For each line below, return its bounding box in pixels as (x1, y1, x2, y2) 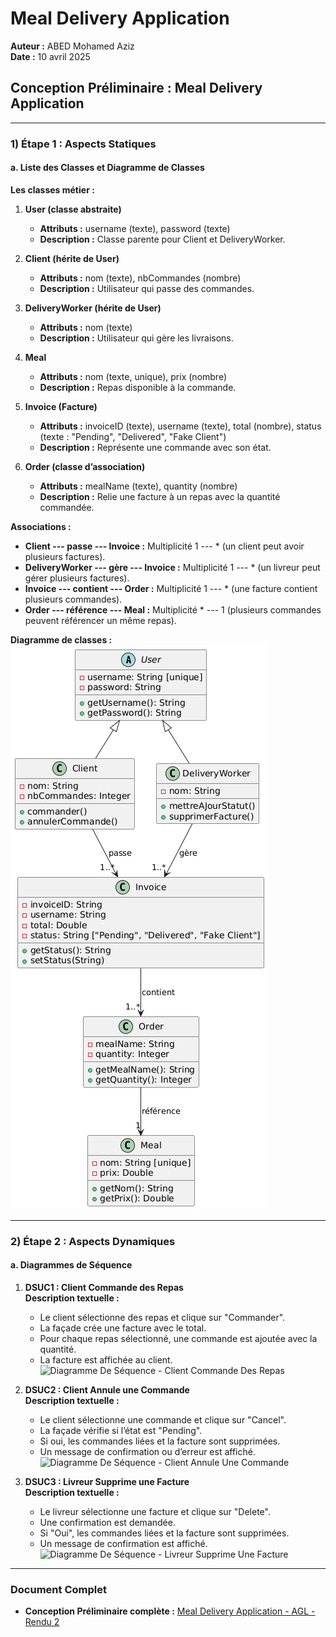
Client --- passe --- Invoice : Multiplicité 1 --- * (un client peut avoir (24, 540, 305, 552)
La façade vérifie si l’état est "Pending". (39, 1425, 203, 1436)
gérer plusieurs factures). (24, 572, 130, 584)
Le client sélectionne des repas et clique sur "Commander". (39, 1312, 286, 1323)
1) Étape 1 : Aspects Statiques (10, 137, 157, 151)
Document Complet (10, 1582, 107, 1596)
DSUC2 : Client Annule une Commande (24, 1384, 190, 1396)
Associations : (10, 520, 72, 532)
